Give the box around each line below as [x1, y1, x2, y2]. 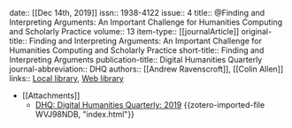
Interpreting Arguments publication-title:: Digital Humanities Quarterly [9, 55, 263, 64]
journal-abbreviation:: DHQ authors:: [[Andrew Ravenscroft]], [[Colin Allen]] [9, 64, 284, 74]
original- [241, 26, 273, 36]
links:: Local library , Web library [9, 73, 124, 83]
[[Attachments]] [21, 90, 81, 101]
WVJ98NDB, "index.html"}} [35, 109, 135, 119]
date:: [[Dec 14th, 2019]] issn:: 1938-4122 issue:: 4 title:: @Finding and [9, 8, 265, 18]
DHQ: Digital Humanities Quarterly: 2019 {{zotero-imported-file [35, 100, 265, 109]
